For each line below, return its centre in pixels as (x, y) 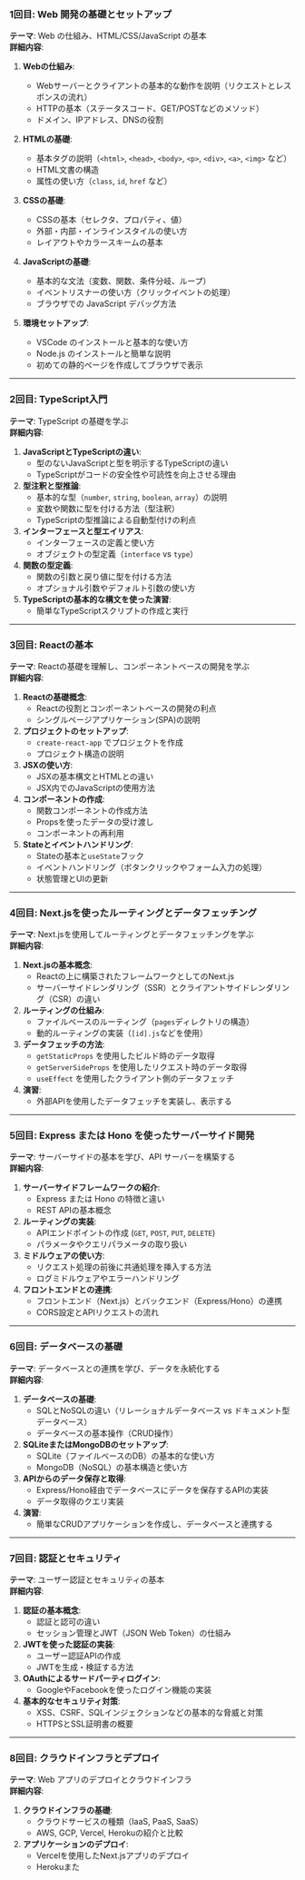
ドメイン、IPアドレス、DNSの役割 (100, 120)
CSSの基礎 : (44, 201)
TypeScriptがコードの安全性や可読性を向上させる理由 (136, 474)
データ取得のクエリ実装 (80, 1501)
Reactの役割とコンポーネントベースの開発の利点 (126, 708)
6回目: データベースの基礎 (66, 1347)
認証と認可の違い (68, 1622)
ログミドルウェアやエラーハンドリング (108, 1279)
